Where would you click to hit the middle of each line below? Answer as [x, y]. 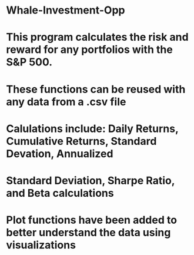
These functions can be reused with [96, 89]
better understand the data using [88, 233]
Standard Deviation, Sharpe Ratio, [91, 181]
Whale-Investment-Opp [66, 10]
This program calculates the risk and [98, 37]
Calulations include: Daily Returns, [92, 129]
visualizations [41, 245]
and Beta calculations [60, 193]
